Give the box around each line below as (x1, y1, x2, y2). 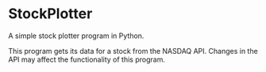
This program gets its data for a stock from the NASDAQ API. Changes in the (8, 46, 258, 55)
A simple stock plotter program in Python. (8, 31, 145, 40)
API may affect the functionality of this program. (8, 55, 165, 64)
